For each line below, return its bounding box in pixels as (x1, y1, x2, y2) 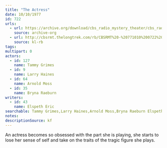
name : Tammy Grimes (14, 63, 55, 68)
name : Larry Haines (14, 72, 55, 77)
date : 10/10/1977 (5, 12, 41, 17)
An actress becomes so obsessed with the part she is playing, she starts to (5, 132, 159, 138)
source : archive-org (14, 30, 57, 35)
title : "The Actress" (5, 7, 50, 12)
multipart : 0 (5, 49, 32, 54)
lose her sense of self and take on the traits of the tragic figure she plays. (5, 137, 156, 143)
